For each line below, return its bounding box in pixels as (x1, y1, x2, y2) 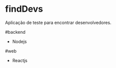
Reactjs (12, 57, 28, 63)
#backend (5, 29, 26, 35)
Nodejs (12, 38, 27, 45)
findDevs (5, 3, 43, 15)
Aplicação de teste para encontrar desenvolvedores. (5, 20, 112, 25)
